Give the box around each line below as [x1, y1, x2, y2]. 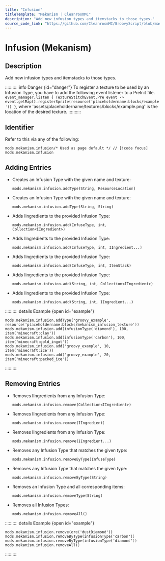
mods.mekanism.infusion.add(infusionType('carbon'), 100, [5, 335, 126, 340]
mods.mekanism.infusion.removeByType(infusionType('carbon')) [5, 534, 135, 539]
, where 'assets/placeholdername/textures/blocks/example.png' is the [16, 104, 158, 110]
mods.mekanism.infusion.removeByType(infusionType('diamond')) [5, 538, 137, 543]
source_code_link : [5, 21, 43, 26]
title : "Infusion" [5, 7, 43, 12]
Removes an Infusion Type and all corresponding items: [12, 484, 125, 489]
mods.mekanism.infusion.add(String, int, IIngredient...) [12, 299, 134, 304]
